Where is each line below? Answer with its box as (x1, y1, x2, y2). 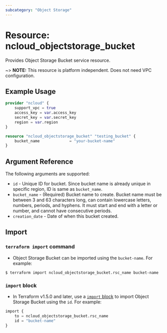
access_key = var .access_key (14, 110, 77, 115)
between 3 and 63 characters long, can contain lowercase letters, (12, 197, 152, 203)
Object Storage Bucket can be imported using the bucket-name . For (12, 254, 153, 261)
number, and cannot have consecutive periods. (12, 208, 112, 214)
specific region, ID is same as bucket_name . (12, 186, 103, 192)
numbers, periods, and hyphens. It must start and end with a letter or (12, 202, 158, 209)
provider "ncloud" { (5, 100, 50, 106)
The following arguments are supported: (5, 171, 90, 177)
